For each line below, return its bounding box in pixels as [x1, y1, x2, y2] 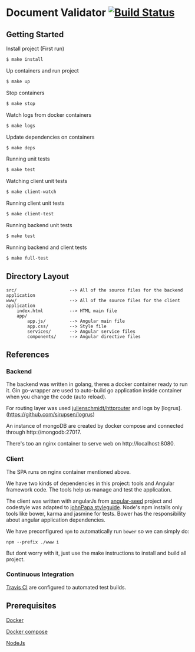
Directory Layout [6, 271, 70, 281]
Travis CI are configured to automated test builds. [6, 584, 127, 591]
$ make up [6, 78, 31, 84]
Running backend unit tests [6, 222, 72, 228]
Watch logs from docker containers [6, 111, 92, 118]
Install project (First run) [6, 45, 65, 52]
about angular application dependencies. [6, 516, 106, 523]
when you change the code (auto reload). [6, 393, 107, 401]
